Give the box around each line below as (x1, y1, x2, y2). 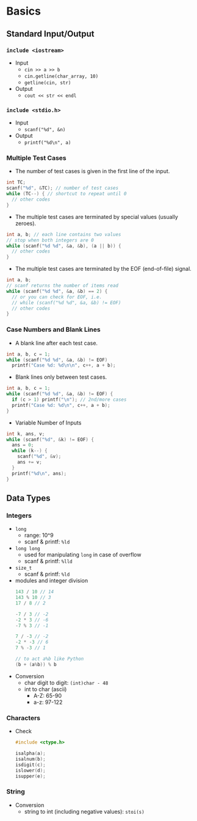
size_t (15, 565, 32, 572)
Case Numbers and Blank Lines (6, 325, 101, 334)
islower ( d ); (15, 767, 46, 773)
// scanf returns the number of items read (6, 282, 119, 289)
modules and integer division (15, 577, 88, 584)
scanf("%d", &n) (24, 127, 66, 133)
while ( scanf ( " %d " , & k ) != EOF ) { (6, 436, 95, 443)
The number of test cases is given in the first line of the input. (15, 168, 170, 175)
